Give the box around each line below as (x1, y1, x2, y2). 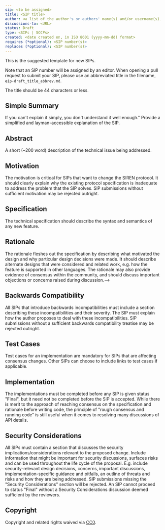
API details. (5, 417, 28, 423)
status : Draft (5, 26, 34, 31)
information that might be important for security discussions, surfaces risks (5, 455, 158, 461)
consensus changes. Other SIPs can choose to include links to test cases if (5, 358, 158, 364)
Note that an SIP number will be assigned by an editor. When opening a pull (5, 67, 158, 73)
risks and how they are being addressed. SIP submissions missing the (5, 476, 147, 482)
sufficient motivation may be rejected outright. (5, 191, 99, 197)
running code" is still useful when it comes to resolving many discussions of (5, 412, 159, 418)
